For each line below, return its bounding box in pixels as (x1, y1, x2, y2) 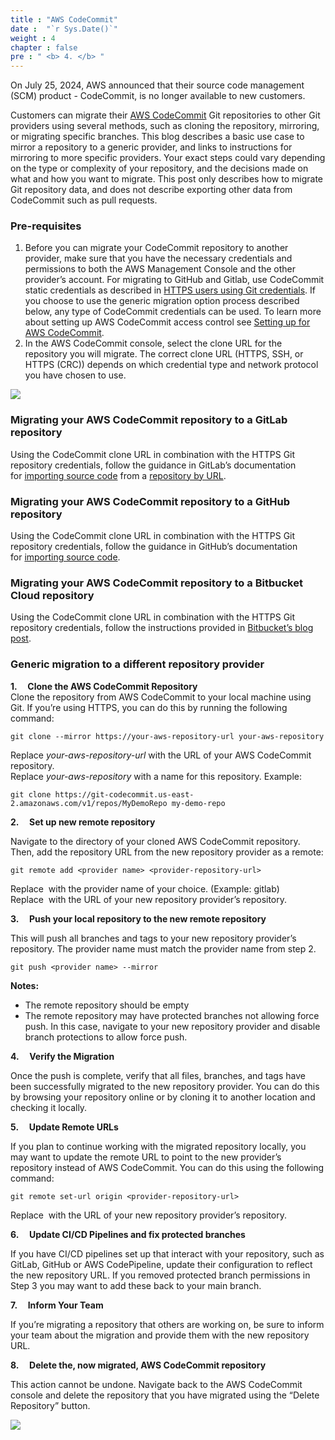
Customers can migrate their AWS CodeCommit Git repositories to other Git (10, 109, 321, 121)
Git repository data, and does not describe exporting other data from (10, 184, 293, 196)
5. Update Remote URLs (10, 1121, 119, 1133)
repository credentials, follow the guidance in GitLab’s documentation (10, 459, 297, 471)
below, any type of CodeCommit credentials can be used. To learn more (24, 306, 322, 318)
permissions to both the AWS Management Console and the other (24, 263, 296, 275)
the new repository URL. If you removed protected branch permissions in (10, 1269, 311, 1281)
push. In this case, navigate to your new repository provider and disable (24, 1020, 321, 1032)
